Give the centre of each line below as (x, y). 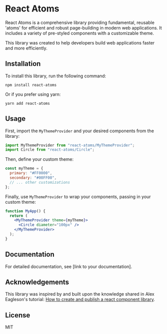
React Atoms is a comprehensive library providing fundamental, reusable (80, 22)
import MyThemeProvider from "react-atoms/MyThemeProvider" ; (70, 145)
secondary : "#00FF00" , (33, 178)
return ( (19, 216)
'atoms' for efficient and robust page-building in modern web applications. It (83, 27)
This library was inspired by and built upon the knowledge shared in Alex (80, 294)
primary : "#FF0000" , (31, 173)
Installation (23, 64)
